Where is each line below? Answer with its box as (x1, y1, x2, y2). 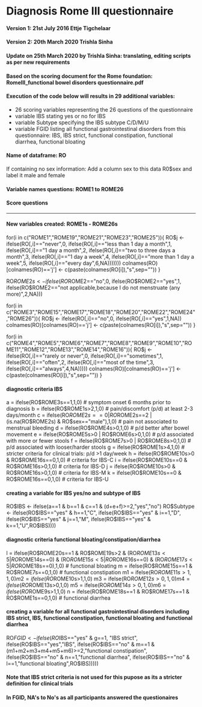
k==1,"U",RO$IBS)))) (6, 522, 57, 529)
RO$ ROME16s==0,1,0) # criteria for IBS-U (6, 475, 109, 483)
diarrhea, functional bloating (14, 138, 85, 145)
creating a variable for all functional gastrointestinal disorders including (6, 608, 189, 615)
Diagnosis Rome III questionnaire (6, 4, 174, 18)
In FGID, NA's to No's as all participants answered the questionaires (6, 694, 179, 701)
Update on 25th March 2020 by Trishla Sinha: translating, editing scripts (6, 52, 191, 59)
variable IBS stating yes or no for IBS (14, 112, 106, 119)
